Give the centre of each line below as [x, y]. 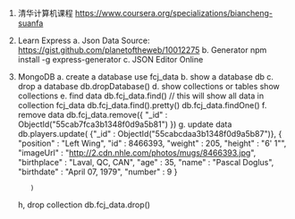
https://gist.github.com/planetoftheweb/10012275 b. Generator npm [142, 50]
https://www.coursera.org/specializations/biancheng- [174, 13]
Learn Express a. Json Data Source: [84, 40]
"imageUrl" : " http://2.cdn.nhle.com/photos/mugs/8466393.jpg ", [137, 153]
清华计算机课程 [45, 13]
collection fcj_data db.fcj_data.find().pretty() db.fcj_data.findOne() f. [142, 105]
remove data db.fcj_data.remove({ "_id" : [93, 115]
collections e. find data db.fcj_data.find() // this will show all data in [141, 96]
